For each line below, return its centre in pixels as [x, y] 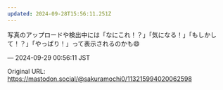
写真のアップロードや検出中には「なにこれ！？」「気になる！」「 [100, 34]
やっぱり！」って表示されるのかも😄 [87, 44]
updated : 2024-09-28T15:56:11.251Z [59, 14]
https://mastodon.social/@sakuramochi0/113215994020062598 [100, 79]
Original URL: [26, 71]
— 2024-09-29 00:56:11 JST [49, 58]
